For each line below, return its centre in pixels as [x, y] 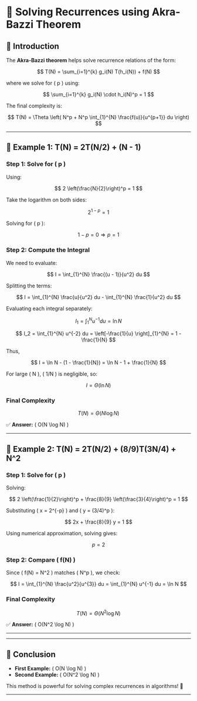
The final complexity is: [34, 106]
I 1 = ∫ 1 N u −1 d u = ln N [98, 321]
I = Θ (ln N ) [98, 385]
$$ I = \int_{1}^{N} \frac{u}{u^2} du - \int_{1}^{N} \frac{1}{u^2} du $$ [98, 297]
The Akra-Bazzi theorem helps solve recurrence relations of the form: [91, 60]
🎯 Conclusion [31, 654]
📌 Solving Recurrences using [78, 12]
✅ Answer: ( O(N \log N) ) [38, 425]
